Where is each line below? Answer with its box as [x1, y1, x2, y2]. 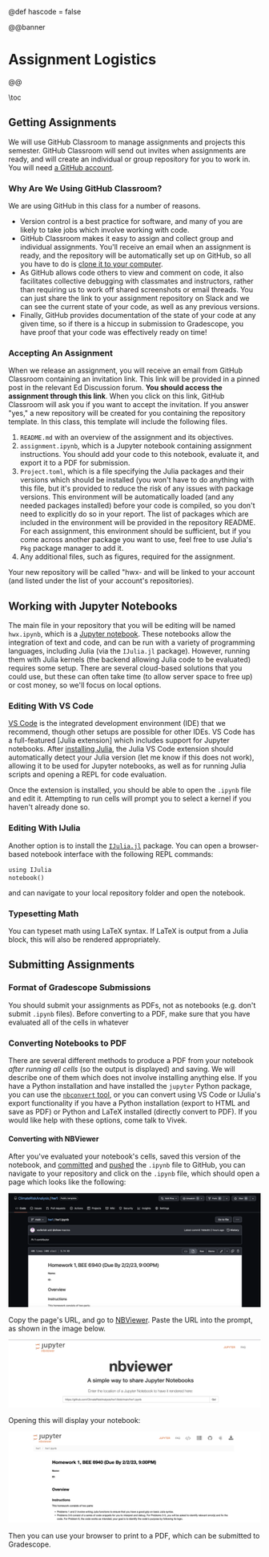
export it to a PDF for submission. [19, 458, 130, 468]
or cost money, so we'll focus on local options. [8, 680, 162, 690]
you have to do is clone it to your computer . [19, 259, 163, 269]
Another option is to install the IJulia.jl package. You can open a [8, 841, 227, 850]
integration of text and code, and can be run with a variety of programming [8, 638, 255, 647]
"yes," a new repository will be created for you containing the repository [8, 409, 246, 418]
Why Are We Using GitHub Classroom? [8, 182, 163, 194]
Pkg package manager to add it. [19, 544, 124, 553]
